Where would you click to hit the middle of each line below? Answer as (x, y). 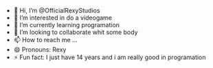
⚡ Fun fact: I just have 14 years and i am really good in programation (110, 57)
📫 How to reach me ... (45, 40)
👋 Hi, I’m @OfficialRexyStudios (57, 11)
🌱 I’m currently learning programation (67, 25)
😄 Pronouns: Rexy (40, 50)
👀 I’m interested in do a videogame (63, 18)
